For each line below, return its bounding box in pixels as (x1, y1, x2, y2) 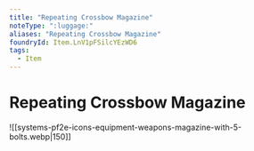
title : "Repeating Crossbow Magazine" (9, 12, 153, 22)
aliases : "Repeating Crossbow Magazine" (9, 29, 162, 38)
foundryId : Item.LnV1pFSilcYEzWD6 (9, 37, 138, 47)
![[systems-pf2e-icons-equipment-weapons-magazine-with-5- (9, 122, 242, 132)
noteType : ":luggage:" (9, 21, 94, 30)
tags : (9, 46, 29, 55)
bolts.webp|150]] (9, 131, 71, 142)
